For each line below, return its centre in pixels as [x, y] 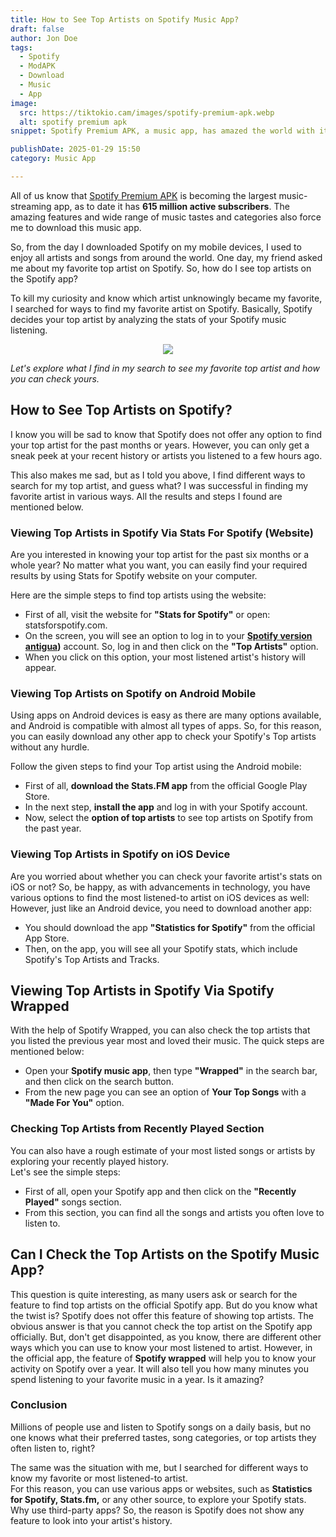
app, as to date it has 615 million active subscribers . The [171, 206]
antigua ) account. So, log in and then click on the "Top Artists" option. [171, 646]
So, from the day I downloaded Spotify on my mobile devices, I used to [156, 247]
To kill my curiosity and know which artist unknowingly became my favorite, [166, 298]
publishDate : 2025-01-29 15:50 [75, 149]
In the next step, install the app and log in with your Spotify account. [166, 807]
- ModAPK [37, 66]
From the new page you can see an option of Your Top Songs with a [165, 1092]
